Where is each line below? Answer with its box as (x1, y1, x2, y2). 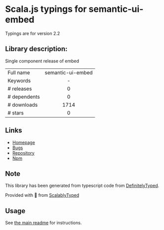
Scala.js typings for (5, 3, 87, 15)
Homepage (12, 139, 36, 145)
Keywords (7, 77, 31, 84)
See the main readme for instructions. (5, 220, 82, 226)
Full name (7, 69, 31, 76)
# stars (7, 109, 24, 116)
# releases (7, 85, 32, 92)
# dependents (7, 93, 41, 100)
